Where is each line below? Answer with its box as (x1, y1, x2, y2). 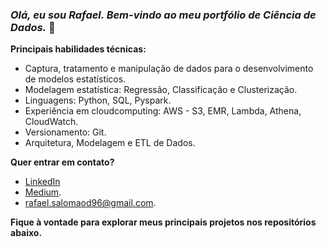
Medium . (24, 186, 62, 198)
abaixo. (10, 227, 43, 239)
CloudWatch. (24, 116, 79, 128)
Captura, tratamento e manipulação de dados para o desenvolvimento (24, 63, 314, 75)
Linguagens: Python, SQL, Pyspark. (24, 94, 172, 107)
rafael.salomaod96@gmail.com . (24, 197, 157, 209)
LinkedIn (24, 176, 61, 188)
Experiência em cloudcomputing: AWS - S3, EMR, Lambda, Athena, (24, 105, 302, 117)
